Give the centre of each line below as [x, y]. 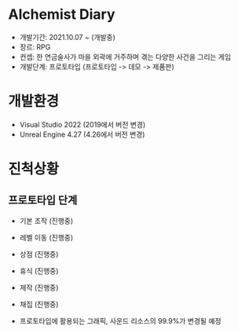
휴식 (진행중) [39, 271]
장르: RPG [35, 47]
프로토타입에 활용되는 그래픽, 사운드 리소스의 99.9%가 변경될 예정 [120, 320]
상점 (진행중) [39, 254]
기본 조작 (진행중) [46, 221]
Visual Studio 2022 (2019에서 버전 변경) [82, 124]
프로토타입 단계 [43, 201]
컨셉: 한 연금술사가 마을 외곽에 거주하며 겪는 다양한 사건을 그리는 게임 [125, 57]
